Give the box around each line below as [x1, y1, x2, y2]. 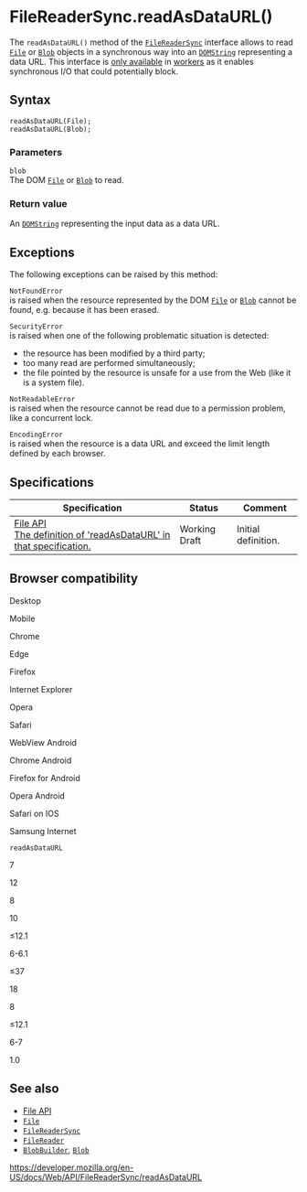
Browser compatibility [9, 571, 139, 586]
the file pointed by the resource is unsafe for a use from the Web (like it [22, 368, 291, 379]
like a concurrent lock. [9, 413, 93, 424]
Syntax [9, 92, 51, 108]
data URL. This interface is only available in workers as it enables [9, 56, 254, 67]
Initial [236, 522, 260, 535]
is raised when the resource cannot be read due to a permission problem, [9, 403, 286, 413]
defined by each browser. [9, 448, 106, 459]
